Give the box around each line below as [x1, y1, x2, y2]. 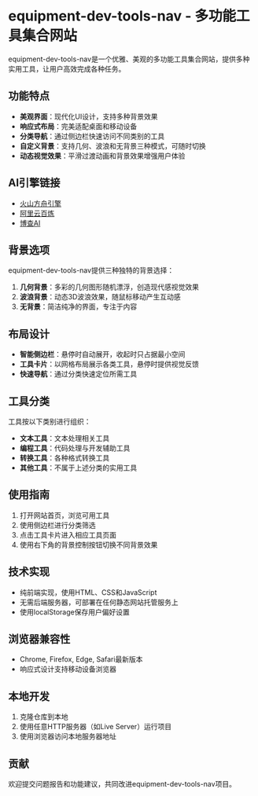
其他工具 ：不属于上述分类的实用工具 [19, 463, 138, 472]
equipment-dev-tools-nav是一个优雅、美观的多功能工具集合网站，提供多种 [8, 54, 250, 64]
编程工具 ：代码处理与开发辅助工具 [19, 443, 131, 453]
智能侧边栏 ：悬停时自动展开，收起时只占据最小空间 [19, 350, 186, 359]
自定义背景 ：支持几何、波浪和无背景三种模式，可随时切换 [19, 141, 206, 150]
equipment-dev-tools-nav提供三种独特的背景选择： [8, 266, 175, 275]
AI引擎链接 [8, 176, 61, 189]
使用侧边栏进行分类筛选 [19, 520, 96, 530]
